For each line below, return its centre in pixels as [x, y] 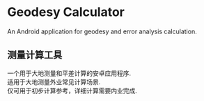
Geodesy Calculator [66, 12]
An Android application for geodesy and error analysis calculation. [102, 31]
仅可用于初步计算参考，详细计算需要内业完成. [72, 91]
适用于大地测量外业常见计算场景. [54, 81]
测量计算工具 [35, 55]
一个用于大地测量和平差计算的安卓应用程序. [69, 73]
